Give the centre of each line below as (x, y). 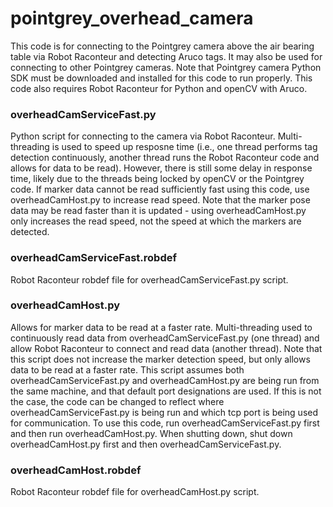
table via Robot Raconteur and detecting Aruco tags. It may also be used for (166, 56)
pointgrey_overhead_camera (132, 18)
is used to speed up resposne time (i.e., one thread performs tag (184, 147)
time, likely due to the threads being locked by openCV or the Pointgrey (157, 179)
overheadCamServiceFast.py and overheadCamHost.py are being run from (165, 380)
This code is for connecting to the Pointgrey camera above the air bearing (162, 46)
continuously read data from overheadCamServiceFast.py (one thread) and (165, 338)
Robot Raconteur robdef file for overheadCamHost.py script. (135, 492)
